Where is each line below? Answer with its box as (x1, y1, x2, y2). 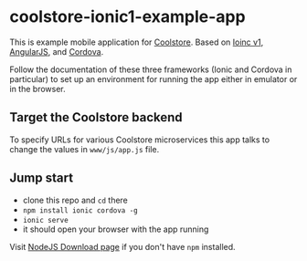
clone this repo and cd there (22, 194, 128, 205)
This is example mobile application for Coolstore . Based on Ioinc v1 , (9, 37, 264, 47)
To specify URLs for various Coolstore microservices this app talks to (9, 134, 270, 145)
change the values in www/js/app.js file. (9, 143, 160, 154)
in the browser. (9, 83, 66, 94)
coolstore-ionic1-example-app (9, 6, 246, 27)
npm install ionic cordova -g (22, 205, 139, 215)
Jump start (9, 171, 74, 186)
